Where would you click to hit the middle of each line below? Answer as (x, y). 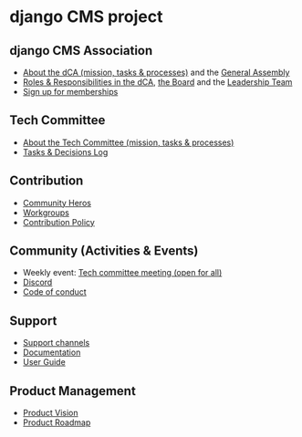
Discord (37, 282)
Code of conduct (54, 292)
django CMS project (86, 17)
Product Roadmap (57, 422)
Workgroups (46, 213)
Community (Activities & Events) (104, 251)
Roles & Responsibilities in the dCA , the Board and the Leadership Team (157, 82)
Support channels (56, 343)
